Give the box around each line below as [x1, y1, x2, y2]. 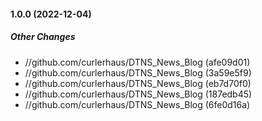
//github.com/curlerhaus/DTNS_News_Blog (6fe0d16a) [24, 98, 251, 110]
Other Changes [10, 31, 76, 43]
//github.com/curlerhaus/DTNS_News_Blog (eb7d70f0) [24, 77, 252, 89]
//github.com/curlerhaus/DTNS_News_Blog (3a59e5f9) [24, 66, 252, 79]
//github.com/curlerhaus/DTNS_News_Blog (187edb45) [24, 88, 253, 100]
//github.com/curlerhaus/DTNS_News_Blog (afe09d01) [24, 56, 251, 68]
